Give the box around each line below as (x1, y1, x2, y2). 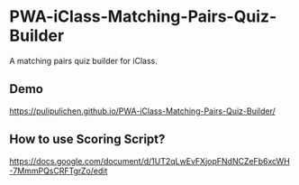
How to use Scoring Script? (9, 132, 166, 147)
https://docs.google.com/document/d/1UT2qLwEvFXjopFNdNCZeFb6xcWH (9, 155, 290, 166)
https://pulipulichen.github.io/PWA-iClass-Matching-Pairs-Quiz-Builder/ (9, 106, 276, 116)
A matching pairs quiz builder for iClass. (9, 55, 158, 66)
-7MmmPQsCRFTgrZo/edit (9, 165, 108, 176)
